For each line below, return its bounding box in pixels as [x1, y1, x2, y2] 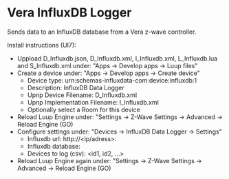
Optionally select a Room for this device [27, 105, 141, 114]
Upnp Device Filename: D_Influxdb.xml [27, 91, 138, 99]
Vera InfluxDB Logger [7, 5, 132, 21]
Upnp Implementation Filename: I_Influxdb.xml [27, 98, 160, 106]
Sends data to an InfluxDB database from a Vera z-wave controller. [7, 28, 197, 36]
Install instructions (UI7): [7, 41, 77, 49]
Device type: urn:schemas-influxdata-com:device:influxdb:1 [27, 76, 197, 84]
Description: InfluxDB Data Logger [27, 83, 125, 92]
